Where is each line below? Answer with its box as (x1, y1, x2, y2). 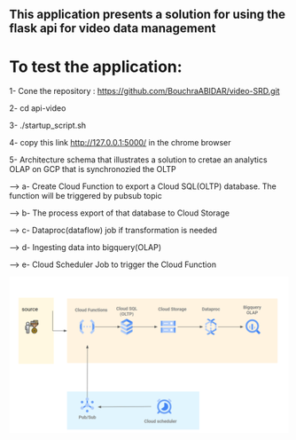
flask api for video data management (9, 21, 216, 36)
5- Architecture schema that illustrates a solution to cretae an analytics (9, 154, 268, 165)
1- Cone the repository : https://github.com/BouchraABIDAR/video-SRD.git (9, 86, 281, 97)
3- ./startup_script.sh (9, 120, 87, 131)
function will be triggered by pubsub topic (9, 191, 162, 201)
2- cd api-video (9, 103, 66, 114)
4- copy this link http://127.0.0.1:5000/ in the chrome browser (9, 137, 232, 148)
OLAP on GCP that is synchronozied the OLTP (9, 164, 176, 175)
